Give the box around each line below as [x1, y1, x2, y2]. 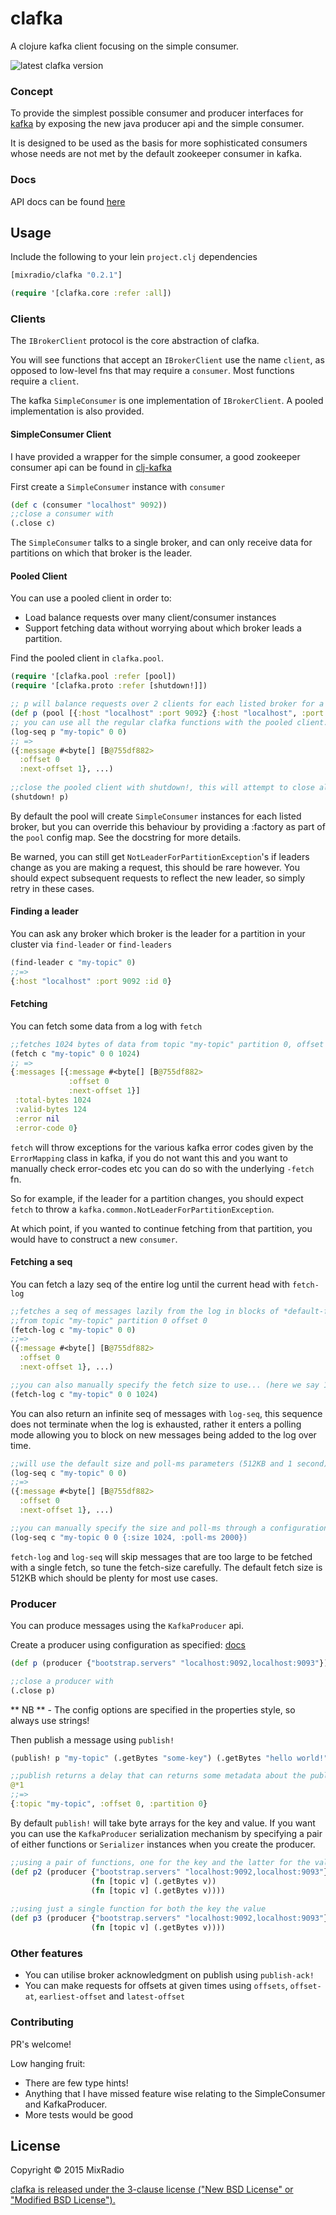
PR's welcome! [10, 2038, 72, 2050]
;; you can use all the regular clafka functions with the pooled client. [10, 717, 329, 727]
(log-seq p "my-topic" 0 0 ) [10, 727, 128, 737]
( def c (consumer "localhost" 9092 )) [10, 500, 168, 510]
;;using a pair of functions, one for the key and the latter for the [10, 1857, 311, 1867]
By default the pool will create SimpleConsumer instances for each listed [10, 810, 302, 822]
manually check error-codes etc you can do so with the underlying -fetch [10, 1162, 315, 1174]
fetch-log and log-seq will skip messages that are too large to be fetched [10, 1550, 313, 1562]
